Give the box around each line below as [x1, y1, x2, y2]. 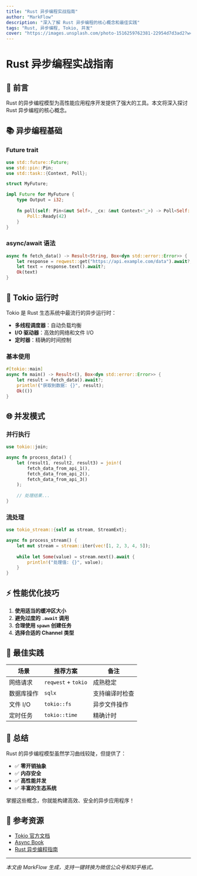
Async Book [14, 839, 44, 846]
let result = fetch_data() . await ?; [16, 377, 104, 383]
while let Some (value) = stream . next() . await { [16, 554, 135, 560]
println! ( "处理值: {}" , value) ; [27, 559, 104, 565]
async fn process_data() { [6, 454, 72, 461]
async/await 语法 [6, 239, 56, 247]
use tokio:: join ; [6, 444, 49, 450]
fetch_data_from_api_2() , [27, 471, 91, 477]
